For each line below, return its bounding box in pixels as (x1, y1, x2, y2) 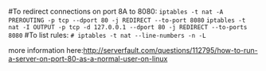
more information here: (8, 46, 84, 54)
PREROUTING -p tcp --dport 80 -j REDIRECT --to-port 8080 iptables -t (8, 17, 246, 24)
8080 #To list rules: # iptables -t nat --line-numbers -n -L (8, 31, 206, 39)
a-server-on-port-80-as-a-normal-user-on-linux (8, 54, 168, 63)
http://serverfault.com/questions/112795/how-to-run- (83, 46, 259, 54)
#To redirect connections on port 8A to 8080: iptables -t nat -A (8, 7, 224, 16)
